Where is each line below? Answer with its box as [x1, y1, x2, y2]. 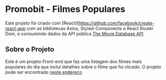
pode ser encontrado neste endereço [5, 69, 82, 75]
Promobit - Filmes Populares [5, 3, 125, 15]
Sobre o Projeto [5, 45, 54, 53]
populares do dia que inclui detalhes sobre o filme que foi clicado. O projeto [5, 63, 161, 69]
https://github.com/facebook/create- [78, 20, 154, 26]
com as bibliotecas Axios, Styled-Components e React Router [26, 25, 154, 31]
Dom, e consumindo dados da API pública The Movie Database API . [5, 30, 145, 36]
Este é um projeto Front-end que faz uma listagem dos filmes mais [5, 58, 142, 64]
